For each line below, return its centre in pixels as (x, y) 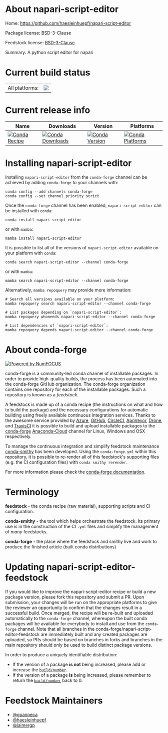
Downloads (62, 126)
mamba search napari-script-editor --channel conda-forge (67, 280)
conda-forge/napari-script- (124, 629)
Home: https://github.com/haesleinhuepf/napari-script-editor (68, 23)
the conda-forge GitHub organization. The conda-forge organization (75, 384)
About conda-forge (46, 349)
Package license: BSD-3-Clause (38, 33)
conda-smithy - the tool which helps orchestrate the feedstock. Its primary (83, 521)
